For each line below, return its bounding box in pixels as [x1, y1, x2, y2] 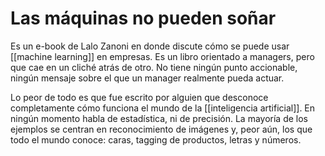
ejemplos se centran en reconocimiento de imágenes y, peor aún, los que [10, 123, 313, 135]
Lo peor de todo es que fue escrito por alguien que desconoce [10, 91, 269, 103]
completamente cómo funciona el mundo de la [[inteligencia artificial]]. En [10, 102, 316, 114]
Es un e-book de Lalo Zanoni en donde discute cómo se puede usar [10, 40, 290, 52]
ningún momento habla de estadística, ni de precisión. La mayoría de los [10, 112, 308, 124]
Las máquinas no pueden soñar [10, 7, 277, 30]
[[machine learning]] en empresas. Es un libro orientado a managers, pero [10, 50, 315, 62]
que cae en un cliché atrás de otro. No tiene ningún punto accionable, [10, 61, 298, 73]
